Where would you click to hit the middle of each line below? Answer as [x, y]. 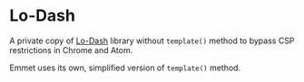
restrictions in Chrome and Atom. [71, 50]
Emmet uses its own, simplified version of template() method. [125, 68]
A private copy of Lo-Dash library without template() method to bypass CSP [152, 41]
